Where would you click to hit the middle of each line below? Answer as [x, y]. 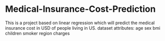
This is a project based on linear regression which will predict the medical [80, 23]
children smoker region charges [38, 33]
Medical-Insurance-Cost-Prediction [81, 9]
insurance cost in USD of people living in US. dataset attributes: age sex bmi [83, 28]
